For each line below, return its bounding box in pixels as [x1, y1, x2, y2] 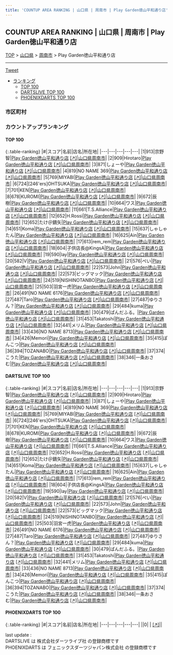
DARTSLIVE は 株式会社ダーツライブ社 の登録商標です [5, 638, 119, 644]
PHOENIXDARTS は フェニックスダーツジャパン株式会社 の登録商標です [5, 644, 157, 650]
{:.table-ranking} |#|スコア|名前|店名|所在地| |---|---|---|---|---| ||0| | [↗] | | [5, 621, 163, 628]
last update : [5, 631, 32, 638]
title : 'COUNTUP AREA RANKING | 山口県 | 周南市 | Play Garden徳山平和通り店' [5, 7, 168, 13]
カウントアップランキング [5, 123, 68, 131]
